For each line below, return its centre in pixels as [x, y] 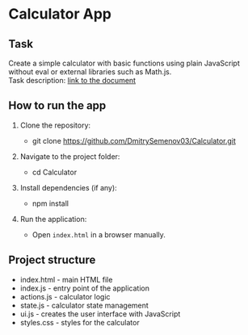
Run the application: [53, 219]
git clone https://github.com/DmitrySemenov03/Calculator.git [134, 140]
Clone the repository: [55, 125]
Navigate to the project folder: [70, 156]
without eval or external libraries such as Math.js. [90, 72]
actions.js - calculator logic [65, 296]
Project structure [52, 260]
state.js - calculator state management [84, 305]
